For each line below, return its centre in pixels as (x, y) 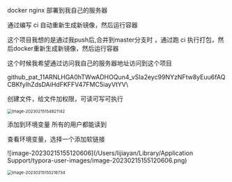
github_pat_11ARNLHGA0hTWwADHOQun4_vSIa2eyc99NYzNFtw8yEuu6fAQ (116, 77)
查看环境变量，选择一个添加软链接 (56, 139)
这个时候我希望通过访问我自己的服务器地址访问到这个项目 (90, 63)
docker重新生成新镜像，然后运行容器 (66, 48)
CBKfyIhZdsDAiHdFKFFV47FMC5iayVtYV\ (68, 84)
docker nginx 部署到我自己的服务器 (57, 10)
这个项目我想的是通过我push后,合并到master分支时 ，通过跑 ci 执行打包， (113, 40)
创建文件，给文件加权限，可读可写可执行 (65, 99)
